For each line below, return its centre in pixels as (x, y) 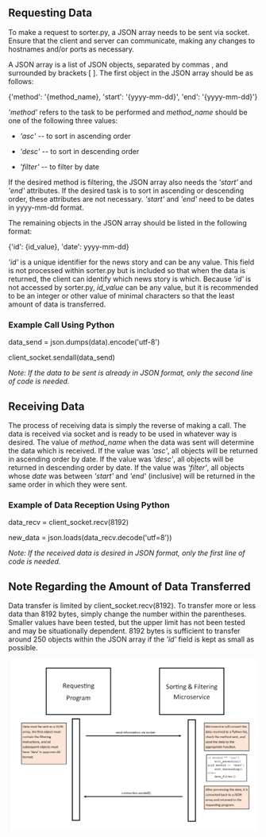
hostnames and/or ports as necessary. (71, 49)
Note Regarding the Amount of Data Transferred (130, 586)
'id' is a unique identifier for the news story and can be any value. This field (131, 262)
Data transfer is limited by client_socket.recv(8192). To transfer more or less (132, 606)
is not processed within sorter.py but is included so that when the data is (127, 270)
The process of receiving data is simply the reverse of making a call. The (127, 425)
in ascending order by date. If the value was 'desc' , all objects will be (121, 459)
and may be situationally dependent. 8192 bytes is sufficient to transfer (124, 631)
